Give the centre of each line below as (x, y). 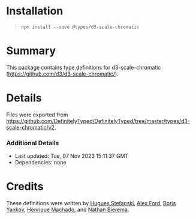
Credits (25, 187)
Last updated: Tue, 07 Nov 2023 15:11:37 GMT (72, 156)
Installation (35, 11)
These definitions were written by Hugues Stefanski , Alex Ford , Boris (91, 203)
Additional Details (33, 143)
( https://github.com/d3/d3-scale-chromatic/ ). (62, 74)
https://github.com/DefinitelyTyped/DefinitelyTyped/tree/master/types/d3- (98, 121)
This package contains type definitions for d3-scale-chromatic (84, 67)
